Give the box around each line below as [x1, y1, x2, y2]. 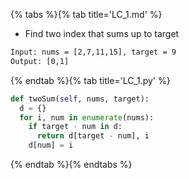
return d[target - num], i [36, 131, 150, 141]
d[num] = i [28, 140, 74, 151]
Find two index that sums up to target [24, 28, 180, 39]
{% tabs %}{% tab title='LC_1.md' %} [10, 9, 163, 20]
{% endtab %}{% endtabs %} [10, 159, 133, 170]
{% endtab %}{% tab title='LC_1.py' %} [10, 74, 171, 86]
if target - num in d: [28, 122, 123, 132]
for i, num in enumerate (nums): [19, 112, 155, 123]
